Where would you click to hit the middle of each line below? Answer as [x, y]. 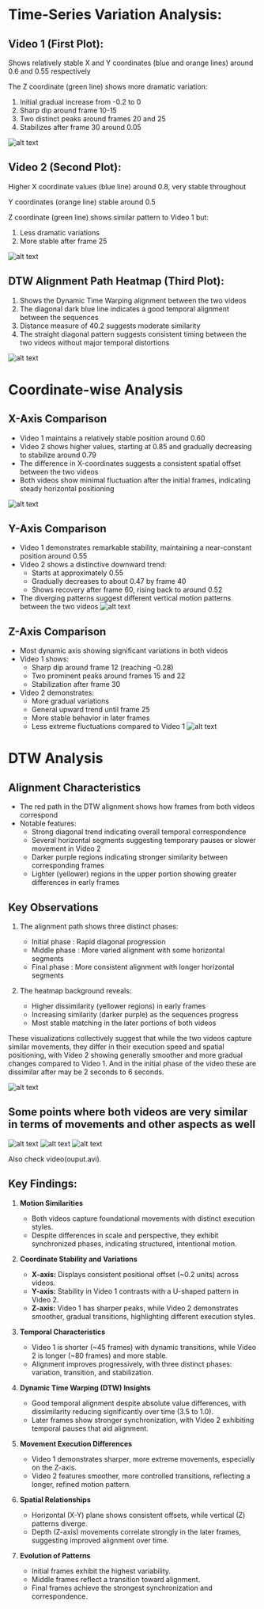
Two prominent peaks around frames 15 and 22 [108, 676]
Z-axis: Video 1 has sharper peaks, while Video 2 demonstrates [135, 1308]
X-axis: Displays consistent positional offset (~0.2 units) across [135, 1274]
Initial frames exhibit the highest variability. [101, 1571]
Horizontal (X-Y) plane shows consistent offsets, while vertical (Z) [138, 1515]
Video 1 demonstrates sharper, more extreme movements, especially [143, 1458]
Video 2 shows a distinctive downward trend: [93, 565]
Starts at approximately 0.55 [77, 573]
